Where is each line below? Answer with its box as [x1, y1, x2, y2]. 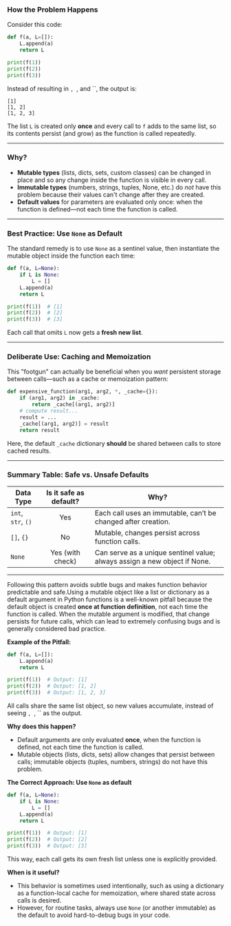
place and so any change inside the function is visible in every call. [16, 176, 207, 184]
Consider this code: [7, 21, 63, 29]
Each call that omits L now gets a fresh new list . [7, 329, 143, 337]
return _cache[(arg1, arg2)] [32, 401, 115, 408]
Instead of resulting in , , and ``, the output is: [7, 84, 137, 92]
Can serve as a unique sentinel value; [95, 548, 215, 557]
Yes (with [50, 548, 80, 557]
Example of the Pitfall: [7, 637, 71, 646]
